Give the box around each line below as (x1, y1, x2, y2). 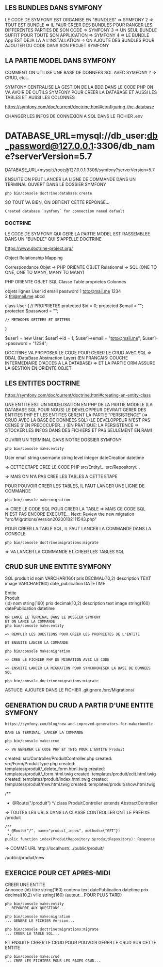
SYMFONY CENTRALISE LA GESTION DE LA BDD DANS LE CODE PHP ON (5, 84, 154, 90)
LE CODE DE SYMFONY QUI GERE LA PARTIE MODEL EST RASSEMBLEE (5, 230, 150, 237)
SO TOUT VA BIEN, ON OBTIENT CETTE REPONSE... (5, 199, 110, 205)
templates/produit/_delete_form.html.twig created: (5, 766, 105, 772)
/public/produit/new (5, 855, 45, 861)
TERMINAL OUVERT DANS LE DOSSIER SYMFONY (5, 181, 107, 187)
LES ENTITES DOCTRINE (5, 379, 80, 388)
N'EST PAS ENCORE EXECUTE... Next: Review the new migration (5, 511, 134, 517)
